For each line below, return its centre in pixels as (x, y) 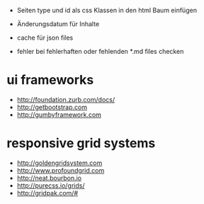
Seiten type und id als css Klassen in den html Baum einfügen (107, 10)
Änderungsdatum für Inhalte (58, 24)
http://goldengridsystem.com (59, 163)
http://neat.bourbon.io (49, 178)
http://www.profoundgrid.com (61, 170)
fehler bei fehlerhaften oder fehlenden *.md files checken (100, 51)
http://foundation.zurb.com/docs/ (66, 99)
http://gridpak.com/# (47, 193)
